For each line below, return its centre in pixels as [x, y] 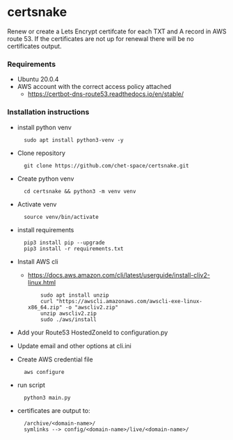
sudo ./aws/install [69, 319]
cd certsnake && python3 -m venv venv [80, 191]
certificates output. [34, 46]
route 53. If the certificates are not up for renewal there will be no [101, 38]
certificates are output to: [54, 410]
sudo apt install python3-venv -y [74, 140]
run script [31, 385]
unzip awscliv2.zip [69, 313]
